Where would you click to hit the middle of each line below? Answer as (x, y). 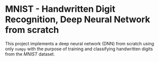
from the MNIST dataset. (30, 54)
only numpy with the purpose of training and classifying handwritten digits (79, 49)
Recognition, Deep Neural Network (78, 19)
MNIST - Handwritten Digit (60, 9)
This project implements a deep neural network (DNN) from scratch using (79, 43)
